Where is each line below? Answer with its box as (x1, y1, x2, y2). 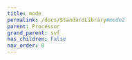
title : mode (7, 10, 41, 17)
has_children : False (7, 36, 67, 43)
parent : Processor (7, 23, 60, 30)
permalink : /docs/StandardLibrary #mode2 (7, 17, 126, 23)
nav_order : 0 (7, 42, 45, 49)
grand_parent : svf (7, 29, 60, 37)
